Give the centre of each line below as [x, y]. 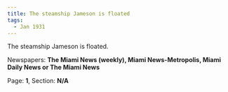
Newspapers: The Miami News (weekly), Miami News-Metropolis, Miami [114, 60]
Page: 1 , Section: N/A [38, 81]
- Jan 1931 [29, 26]
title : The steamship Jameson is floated [69, 14]
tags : [15, 20]
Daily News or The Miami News [54, 68]
